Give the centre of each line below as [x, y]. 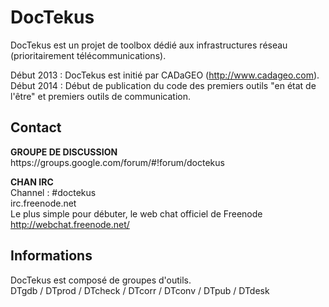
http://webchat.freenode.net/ [70, 224]
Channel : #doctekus [53, 192]
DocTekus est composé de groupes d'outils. [101, 280]
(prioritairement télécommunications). [88, 55]
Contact [36, 127]
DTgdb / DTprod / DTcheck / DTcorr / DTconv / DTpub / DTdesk [140, 290]
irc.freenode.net [43, 203]
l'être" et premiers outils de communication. [101, 96]
